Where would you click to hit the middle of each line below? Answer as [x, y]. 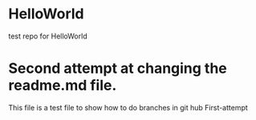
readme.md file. [63, 86]
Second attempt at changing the [118, 68]
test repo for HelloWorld [48, 36]
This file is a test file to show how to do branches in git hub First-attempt [128, 107]
